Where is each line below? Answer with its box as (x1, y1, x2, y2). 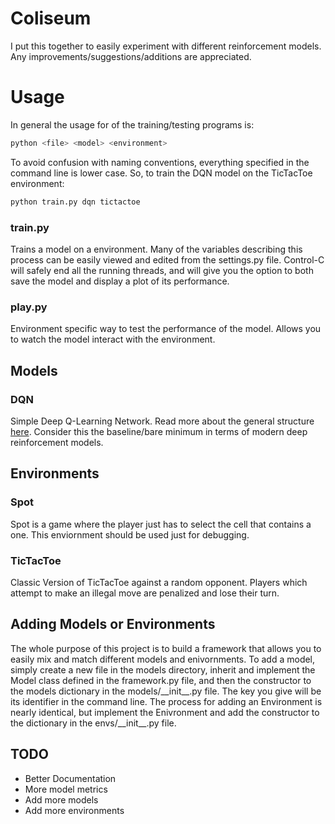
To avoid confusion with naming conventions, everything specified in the (10, 156, 310, 168)
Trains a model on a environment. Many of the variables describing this (10, 243, 303, 255)
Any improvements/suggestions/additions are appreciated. (10, 50, 252, 62)
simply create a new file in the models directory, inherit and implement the (10, 663, 316, 676)
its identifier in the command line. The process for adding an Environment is (10, 695, 323, 707)
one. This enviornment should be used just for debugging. (10, 528, 250, 541)
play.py (10, 300, 48, 314)
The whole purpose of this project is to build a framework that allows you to (10, 642, 322, 654)
